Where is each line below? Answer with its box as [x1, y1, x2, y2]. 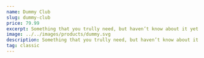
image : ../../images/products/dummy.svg [6, 31, 111, 37]
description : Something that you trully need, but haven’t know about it [6, 37, 199, 43]
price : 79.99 [6, 20, 40, 26]
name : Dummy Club [6, 8, 51, 15]
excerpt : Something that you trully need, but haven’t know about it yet [6, 25, 199, 32]
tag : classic [6, 43, 40, 49]
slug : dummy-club [6, 14, 51, 21]
